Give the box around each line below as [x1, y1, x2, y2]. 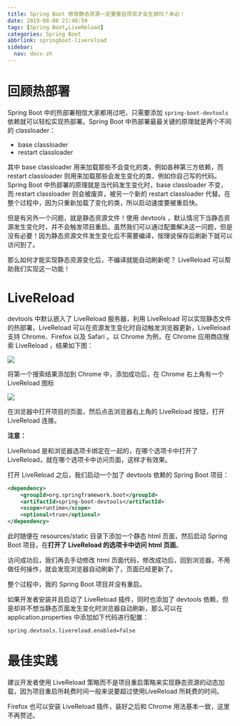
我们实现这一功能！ [13, 264, 70, 273]
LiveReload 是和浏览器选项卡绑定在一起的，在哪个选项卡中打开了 [7, 446, 199, 455]
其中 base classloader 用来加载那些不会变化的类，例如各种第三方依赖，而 [7, 162, 224, 171]
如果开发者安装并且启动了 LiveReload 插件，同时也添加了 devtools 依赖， [7, 595, 223, 603]
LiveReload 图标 [7, 378, 55, 387]
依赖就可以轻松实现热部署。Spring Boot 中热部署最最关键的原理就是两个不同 [7, 117, 232, 126]
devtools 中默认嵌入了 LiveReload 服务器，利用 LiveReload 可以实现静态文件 [7, 314, 232, 323]
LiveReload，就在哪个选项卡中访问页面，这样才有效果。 [7, 455, 171, 464]
